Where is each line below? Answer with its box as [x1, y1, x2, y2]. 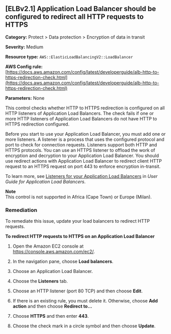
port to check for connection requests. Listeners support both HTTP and [5, 141, 157, 147]
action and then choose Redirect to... [12, 303, 93, 310]
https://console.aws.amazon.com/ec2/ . [12, 249, 95, 255]
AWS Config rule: [5, 64, 43, 70]
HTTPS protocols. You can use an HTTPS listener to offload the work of [5, 147, 155, 153]
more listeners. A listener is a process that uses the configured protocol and [5, 136, 164, 142]
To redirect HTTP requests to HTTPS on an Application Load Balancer [5, 233, 155, 239]
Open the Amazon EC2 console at [12, 243, 84, 249]
